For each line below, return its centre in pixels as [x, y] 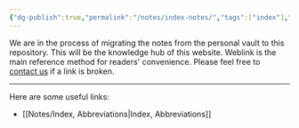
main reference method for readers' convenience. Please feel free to [135, 61]
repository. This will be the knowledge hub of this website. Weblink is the [143, 52]
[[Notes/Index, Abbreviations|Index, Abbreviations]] [117, 114]
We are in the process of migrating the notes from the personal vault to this [147, 43]
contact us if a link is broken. [62, 71]
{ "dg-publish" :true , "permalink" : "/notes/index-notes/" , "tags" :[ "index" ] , [149, 17]
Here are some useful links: [59, 96]
